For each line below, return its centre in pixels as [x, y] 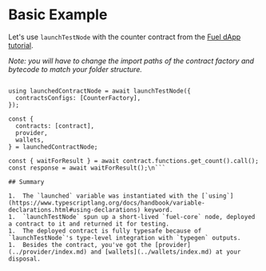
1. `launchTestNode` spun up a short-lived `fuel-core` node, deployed [132, 217]
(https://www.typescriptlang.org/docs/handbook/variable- [107, 203]
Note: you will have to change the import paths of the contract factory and [131, 61]
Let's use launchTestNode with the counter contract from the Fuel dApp [125, 37]
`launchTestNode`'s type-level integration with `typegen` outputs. [125, 237]
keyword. [159, 209]
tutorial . [21, 45]
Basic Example [58, 15]
